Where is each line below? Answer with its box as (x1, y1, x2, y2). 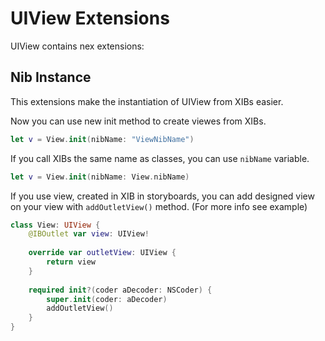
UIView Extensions (10, 7, 170, 30)
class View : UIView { (10, 220, 101, 230)
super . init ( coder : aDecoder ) (46, 294, 168, 304)
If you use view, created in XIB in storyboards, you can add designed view (10, 190, 315, 202)
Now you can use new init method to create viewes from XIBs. (10, 115, 267, 127)
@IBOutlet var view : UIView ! (28, 229, 150, 239)
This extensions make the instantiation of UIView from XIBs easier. (10, 95, 284, 107)
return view (46, 257, 97, 267)
